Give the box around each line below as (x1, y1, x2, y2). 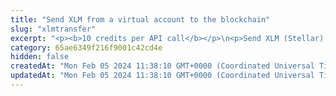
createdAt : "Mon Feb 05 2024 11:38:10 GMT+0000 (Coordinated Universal (10, 61, 315, 71)
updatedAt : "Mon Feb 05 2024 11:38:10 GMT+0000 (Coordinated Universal (10, 71, 315, 81)
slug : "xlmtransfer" (10, 24, 97, 34)
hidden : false (10, 52, 70, 62)
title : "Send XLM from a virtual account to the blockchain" (10, 14, 271, 25)
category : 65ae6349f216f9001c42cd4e (10, 42, 163, 53)
